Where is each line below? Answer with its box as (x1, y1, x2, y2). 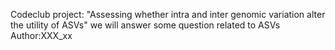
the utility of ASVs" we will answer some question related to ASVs (10, 19, 281, 31)
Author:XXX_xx (10, 30, 73, 41)
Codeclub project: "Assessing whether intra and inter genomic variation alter (10, 9, 326, 20)
